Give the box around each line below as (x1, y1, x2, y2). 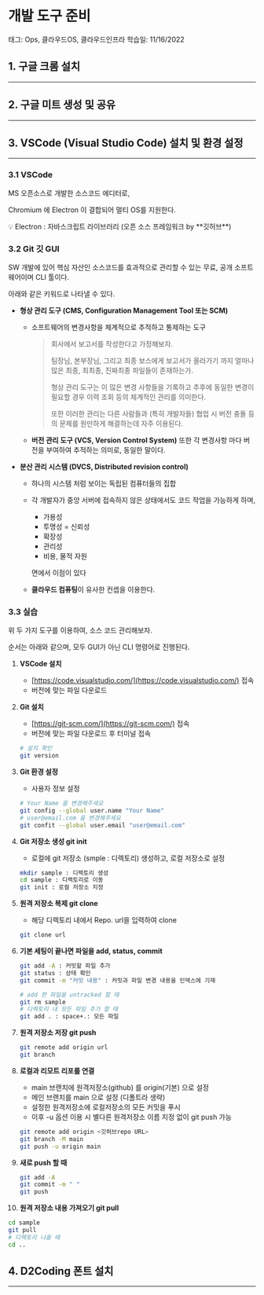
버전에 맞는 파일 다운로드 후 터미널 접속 (31, 728, 152, 739)
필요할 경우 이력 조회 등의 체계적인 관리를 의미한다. (50, 392, 207, 402)
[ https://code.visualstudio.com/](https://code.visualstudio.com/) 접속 (31, 676, 255, 685)
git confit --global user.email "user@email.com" (19, 821, 186, 829)
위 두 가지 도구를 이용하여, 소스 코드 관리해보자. (8, 625, 153, 635)
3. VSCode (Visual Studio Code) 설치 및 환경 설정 (8, 136, 244, 149)
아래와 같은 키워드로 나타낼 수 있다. (8, 288, 115, 299)
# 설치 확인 (19, 744, 53, 753)
